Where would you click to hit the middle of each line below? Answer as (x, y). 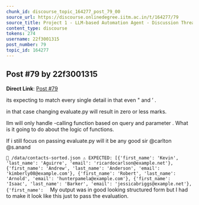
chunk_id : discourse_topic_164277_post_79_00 (63, 12)
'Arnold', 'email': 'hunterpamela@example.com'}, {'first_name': (88, 178)
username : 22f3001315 (33, 39)
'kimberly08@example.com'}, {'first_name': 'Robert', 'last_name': (91, 173)
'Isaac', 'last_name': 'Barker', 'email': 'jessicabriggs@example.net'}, (99, 184)
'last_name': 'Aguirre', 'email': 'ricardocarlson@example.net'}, (90, 163)
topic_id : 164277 (28, 50)
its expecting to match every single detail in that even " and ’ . (81, 100)
